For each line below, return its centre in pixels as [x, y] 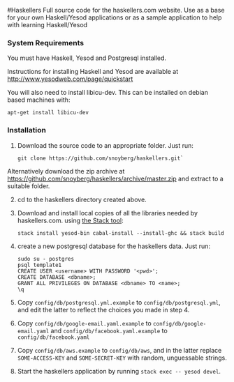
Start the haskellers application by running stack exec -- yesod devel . [119, 371]
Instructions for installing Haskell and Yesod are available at [93, 72]
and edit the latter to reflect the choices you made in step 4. [103, 310]
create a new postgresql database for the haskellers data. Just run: [114, 246]
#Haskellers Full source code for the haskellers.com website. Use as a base [116, 10]
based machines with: [39, 100]
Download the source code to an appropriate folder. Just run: [105, 145]
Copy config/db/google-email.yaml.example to [84, 323]
